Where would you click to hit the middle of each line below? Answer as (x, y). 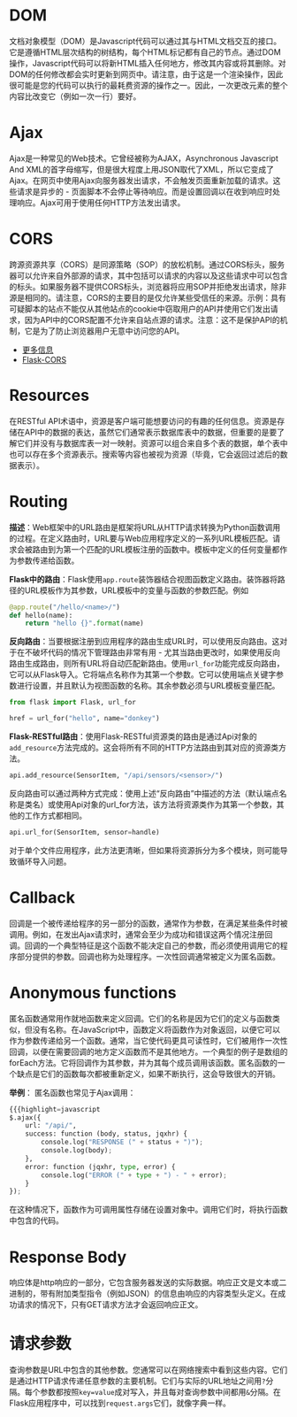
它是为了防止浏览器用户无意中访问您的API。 (104, 331)
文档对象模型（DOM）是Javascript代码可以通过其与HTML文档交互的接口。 (145, 41)
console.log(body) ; (77, 1151)
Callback (42, 897)
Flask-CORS (44, 359)
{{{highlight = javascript (55, 1109)
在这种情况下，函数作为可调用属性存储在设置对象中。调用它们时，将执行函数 (148, 1210)
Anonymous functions (93, 993)
